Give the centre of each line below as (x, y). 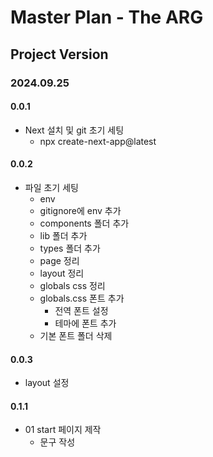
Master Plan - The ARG (107, 17)
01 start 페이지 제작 (63, 430)
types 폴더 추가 (70, 248)
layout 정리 (62, 273)
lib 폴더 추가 (63, 235)
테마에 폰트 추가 (85, 323)
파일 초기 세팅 (51, 187)
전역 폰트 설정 (81, 310)
